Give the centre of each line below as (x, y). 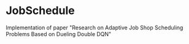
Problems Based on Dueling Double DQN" (59, 34)
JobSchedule (40, 11)
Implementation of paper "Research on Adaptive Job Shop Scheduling (94, 28)
